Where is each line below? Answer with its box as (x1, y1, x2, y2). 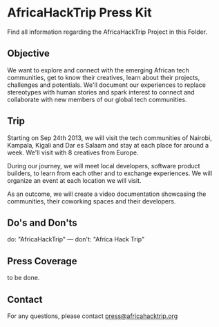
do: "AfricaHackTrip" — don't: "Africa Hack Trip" (7, 235, 145, 244)
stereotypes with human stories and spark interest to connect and (7, 88, 195, 96)
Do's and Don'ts (7, 217, 77, 228)
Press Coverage (7, 255, 77, 267)
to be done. (7, 274, 40, 282)
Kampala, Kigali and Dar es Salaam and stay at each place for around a (7, 141, 209, 149)
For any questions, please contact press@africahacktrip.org (7, 312, 178, 320)
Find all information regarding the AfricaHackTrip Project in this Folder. (7, 28, 208, 36)
